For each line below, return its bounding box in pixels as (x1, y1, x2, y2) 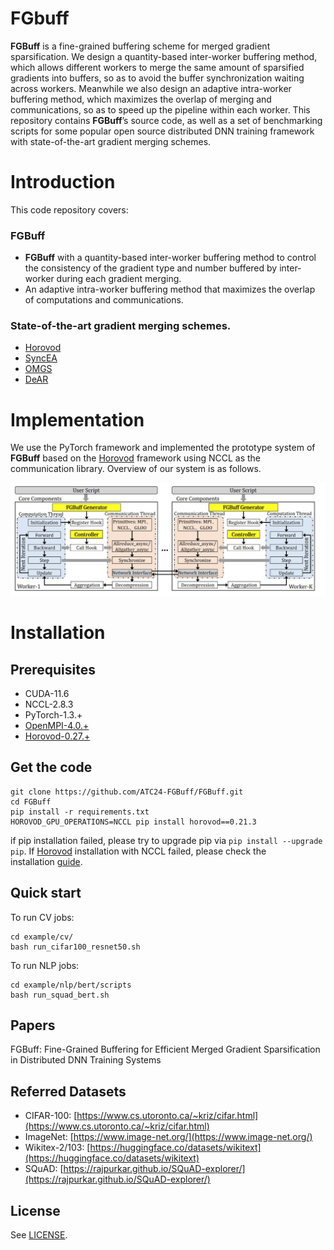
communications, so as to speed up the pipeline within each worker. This (10, 103, 311, 116)
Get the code (10, 759, 93, 776)
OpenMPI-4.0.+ (24, 720, 90, 732)
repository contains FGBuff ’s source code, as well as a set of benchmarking (10, 114, 323, 126)
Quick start (10, 885, 82, 902)
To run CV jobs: (10, 911, 75, 923)
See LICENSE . (10, 1229, 68, 1241)
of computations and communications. (24, 294, 184, 306)
